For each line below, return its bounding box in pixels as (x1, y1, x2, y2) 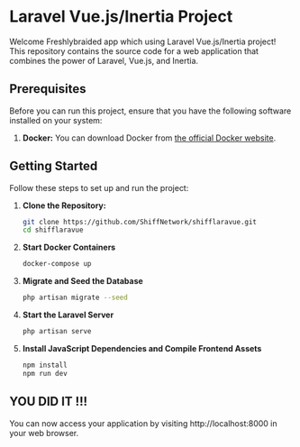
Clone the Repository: (22, 200, 106, 211)
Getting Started (9, 159, 98, 174)
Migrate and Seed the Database (22, 276, 144, 287)
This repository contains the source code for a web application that (9, 45, 259, 56)
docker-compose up (22, 260, 92, 269)
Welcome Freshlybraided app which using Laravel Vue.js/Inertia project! (9, 36, 277, 47)
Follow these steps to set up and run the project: (9, 182, 189, 193)
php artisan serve (22, 327, 92, 336)
